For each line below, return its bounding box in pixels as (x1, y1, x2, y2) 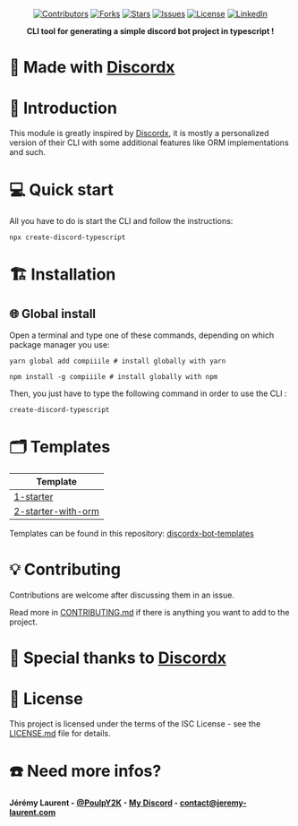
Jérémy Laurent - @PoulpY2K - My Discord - (9, 797, 179, 808)
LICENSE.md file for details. (9, 728, 111, 739)
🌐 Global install (9, 305, 97, 322)
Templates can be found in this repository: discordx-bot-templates (9, 529, 255, 538)
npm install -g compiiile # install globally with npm (9, 373, 218, 382)
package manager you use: (9, 340, 110, 350)
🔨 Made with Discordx (9, 57, 175, 78)
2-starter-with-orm (13, 505, 100, 517)
